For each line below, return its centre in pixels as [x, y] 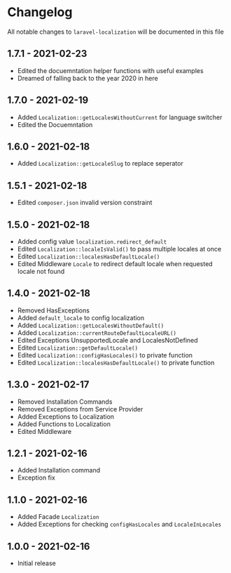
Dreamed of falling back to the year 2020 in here [88, 78]
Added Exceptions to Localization [65, 416]
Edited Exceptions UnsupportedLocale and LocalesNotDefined [107, 340]
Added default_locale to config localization [81, 317]
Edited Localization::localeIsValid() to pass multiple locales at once [119, 249]
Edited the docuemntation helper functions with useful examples [111, 70]
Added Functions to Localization [64, 424]
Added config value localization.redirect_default [92, 242]
